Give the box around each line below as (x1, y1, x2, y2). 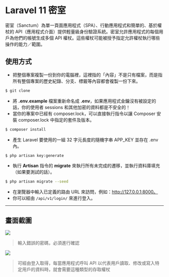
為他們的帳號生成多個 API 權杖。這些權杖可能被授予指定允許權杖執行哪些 (9, 35, 160, 41)
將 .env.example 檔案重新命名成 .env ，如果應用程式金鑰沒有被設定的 (12, 98, 156, 104)
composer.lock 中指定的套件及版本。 (18, 117, 95, 123)
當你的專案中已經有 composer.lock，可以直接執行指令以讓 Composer (12, 110, 156, 117)
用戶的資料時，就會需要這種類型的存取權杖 (22, 266, 111, 272)
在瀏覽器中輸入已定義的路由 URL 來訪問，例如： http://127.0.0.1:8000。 (12, 189, 158, 195)
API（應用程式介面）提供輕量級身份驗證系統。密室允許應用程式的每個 (15, 28, 159, 34)
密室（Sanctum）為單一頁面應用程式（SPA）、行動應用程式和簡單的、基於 (5, 22, 157, 28)
